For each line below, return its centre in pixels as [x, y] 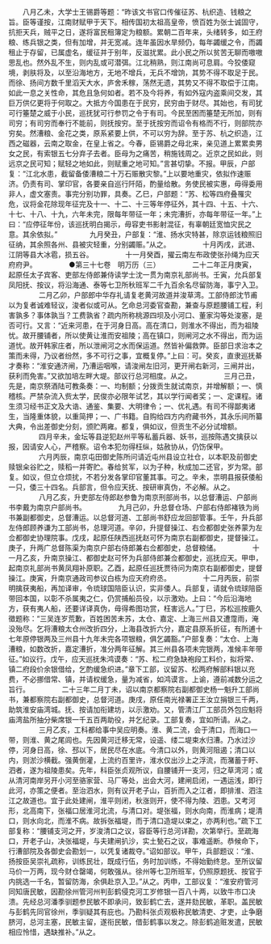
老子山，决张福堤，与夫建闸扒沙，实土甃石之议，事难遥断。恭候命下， [146, 841]
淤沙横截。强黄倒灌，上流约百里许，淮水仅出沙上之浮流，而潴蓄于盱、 [146, 760]
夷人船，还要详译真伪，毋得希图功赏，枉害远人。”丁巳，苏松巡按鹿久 [149, 608]
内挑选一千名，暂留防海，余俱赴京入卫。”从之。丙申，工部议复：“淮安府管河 [133, 881]
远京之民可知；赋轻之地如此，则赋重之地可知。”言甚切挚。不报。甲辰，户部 [132, 163]
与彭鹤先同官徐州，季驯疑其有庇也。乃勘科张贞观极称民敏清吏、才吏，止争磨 [135, 912]
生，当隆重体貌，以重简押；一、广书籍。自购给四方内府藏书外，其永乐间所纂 [135, 416]
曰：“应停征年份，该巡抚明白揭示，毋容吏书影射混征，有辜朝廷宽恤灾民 [127, 224]
